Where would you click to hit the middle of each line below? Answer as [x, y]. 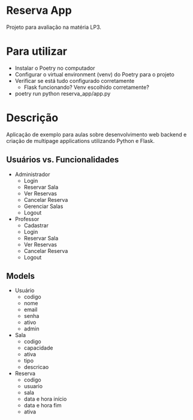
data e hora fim [43, 406]
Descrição [32, 118]
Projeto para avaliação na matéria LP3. [54, 27]
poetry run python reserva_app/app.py [63, 93]
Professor [27, 219]
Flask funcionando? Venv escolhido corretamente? [87, 87]
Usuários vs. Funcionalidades [63, 160]
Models [20, 276]
